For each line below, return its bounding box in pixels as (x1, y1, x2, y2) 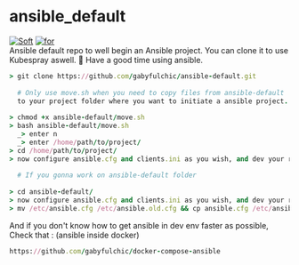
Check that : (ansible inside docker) (9, 229, 140, 240)
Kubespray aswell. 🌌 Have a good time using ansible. (9, 54, 203, 65)
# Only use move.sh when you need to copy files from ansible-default (17, 88, 285, 97)
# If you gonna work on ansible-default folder (17, 171, 198, 180)
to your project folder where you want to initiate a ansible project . (17, 96, 289, 106)
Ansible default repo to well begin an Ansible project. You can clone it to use (9, 44, 289, 55)
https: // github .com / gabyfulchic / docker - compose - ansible (9, 246, 221, 255)
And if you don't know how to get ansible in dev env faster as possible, (9, 220, 269, 230)
